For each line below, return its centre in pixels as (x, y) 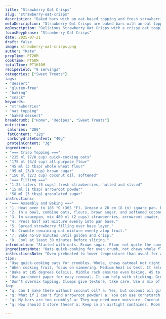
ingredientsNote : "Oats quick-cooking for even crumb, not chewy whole (80, 249)
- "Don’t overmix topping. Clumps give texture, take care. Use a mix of (83, 281)
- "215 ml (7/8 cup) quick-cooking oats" (48, 157)
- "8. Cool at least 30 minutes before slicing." (57, 240)
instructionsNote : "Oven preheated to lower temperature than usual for (82, 254)
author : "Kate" (21, 51)
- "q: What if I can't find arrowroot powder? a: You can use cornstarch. (84, 295)
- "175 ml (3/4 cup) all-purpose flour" (47, 161)
